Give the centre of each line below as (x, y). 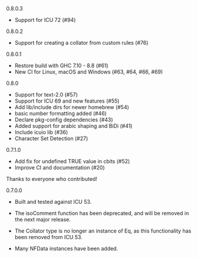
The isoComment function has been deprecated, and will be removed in (102, 213)
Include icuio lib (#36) (41, 132)
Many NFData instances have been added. (66, 249)
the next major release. (42, 219)
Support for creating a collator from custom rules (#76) (81, 43)
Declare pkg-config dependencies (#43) (64, 120)
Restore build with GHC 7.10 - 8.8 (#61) (61, 65)
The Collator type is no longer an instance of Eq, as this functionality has (103, 231)
